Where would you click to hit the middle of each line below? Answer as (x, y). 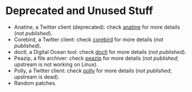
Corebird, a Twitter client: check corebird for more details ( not (89, 39)
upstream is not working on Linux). (56, 64)
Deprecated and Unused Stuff (79, 11)
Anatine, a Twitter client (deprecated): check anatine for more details (97, 27)
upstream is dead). (37, 77)
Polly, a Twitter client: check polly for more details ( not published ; (93, 70)
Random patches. (35, 83)
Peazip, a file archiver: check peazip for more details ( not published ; (96, 58)
